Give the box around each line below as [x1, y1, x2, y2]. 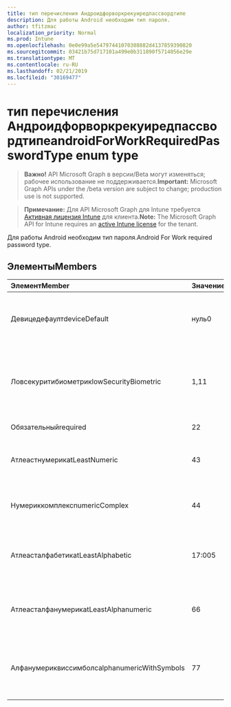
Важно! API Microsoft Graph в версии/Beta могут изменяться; [23, 170, 206, 179]
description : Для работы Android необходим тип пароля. [7, 17, 170, 23]
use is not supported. [23, 192, 85, 200]
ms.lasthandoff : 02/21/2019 [7, 67, 88, 74]
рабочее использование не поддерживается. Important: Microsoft [23, 177, 218, 186]
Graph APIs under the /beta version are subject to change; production [23, 185, 222, 193]
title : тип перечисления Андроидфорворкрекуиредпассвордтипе [7, 10, 186, 17]
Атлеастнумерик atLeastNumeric [10, 455, 118, 465]
